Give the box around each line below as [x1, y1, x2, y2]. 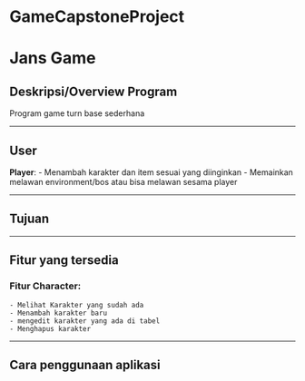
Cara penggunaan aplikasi [9, 357, 161, 373]
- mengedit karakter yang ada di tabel [9, 316, 161, 326]
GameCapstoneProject [9, 6, 185, 27]
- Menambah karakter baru [9, 308, 107, 317]
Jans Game [9, 48, 96, 69]
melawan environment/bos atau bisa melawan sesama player [9, 177, 238, 187]
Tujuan [9, 211, 50, 227]
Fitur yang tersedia [9, 252, 120, 269]
